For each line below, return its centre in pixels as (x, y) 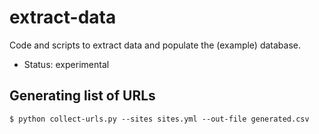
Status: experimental (66, 64)
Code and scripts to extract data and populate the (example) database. (155, 45)
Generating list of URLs (82, 96)
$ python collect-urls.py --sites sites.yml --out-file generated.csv (159, 119)
